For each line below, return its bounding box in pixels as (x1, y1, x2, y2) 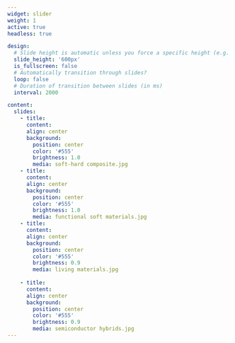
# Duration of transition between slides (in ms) (13, 82, 163, 89)
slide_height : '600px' (13, 56, 81, 64)
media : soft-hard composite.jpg (33, 161, 129, 168)
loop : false (13, 76, 50, 83)
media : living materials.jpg (33, 266, 119, 273)
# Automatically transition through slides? (13, 69, 147, 76)
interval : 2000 (13, 89, 59, 96)
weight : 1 (7, 17, 37, 24)
